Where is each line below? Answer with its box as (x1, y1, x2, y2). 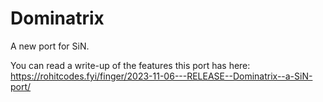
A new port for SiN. (10, 40, 90, 52)
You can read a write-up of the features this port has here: (10, 59, 251, 71)
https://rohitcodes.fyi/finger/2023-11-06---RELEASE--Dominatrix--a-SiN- (10, 70, 313, 82)
